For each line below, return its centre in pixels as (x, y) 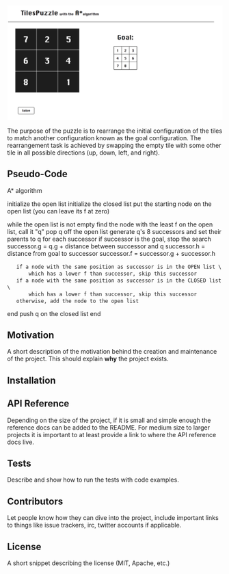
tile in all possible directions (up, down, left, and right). (84, 153)
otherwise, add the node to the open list (77, 301)
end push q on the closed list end (54, 313)
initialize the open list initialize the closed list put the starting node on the (109, 204)
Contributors (35, 501)
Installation (31, 380)
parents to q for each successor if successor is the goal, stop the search (109, 239)
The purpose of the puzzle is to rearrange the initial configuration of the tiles (115, 131)
